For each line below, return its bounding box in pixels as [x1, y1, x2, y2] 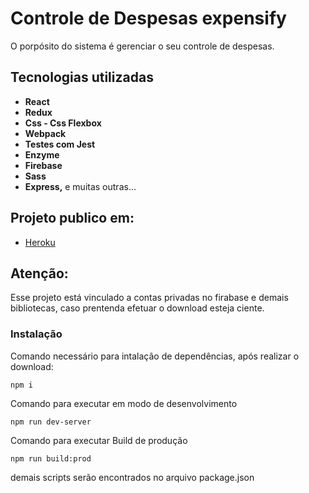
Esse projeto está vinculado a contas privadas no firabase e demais [10, 292, 289, 304]
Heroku [24, 236, 56, 248]
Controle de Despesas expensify [10, 7, 287, 30]
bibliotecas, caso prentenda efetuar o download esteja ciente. [10, 302, 265, 314]
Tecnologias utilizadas [10, 69, 154, 86]
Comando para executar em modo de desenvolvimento [10, 397, 238, 409]
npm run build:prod [10, 453, 92, 464]
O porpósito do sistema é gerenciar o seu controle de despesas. [10, 40, 275, 52]
